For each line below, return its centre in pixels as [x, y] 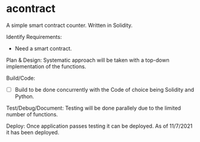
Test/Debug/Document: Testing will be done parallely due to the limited [93, 108]
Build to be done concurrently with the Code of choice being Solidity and [104, 89]
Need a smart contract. [43, 48]
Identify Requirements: [34, 37]
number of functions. [32, 114]
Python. [24, 96]
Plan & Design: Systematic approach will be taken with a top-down [88, 60]
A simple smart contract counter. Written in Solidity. [70, 25]
